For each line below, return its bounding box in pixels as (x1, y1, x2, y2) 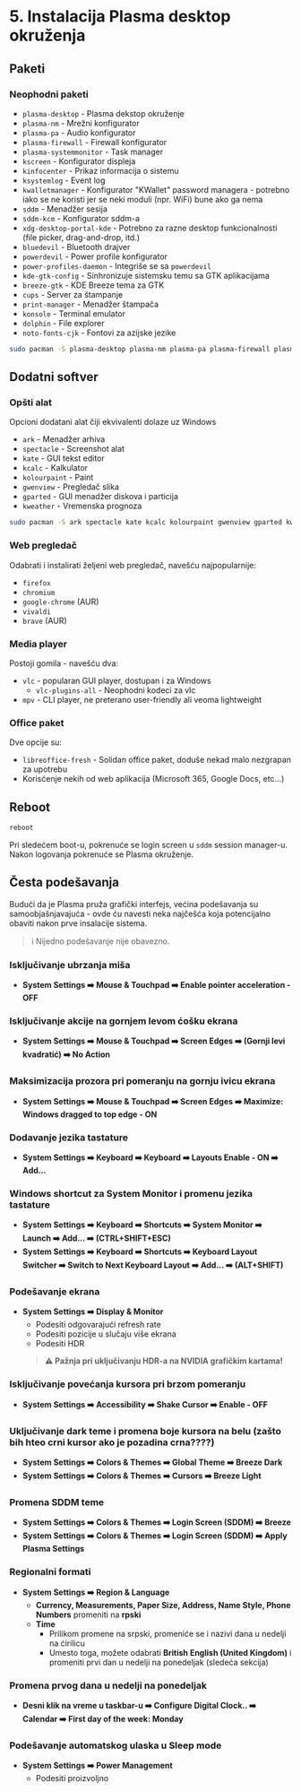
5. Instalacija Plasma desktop (9, 6, 231, 27)
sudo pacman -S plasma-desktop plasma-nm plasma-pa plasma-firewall (9, 344, 271, 353)
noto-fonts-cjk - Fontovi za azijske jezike (21, 327, 176, 338)
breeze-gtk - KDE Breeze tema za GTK (21, 280, 165, 290)
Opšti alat (9, 396, 52, 409)
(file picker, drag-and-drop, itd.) (21, 231, 141, 243)
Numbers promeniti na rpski (35, 1609, 142, 1620)
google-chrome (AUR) (21, 596, 99, 607)
